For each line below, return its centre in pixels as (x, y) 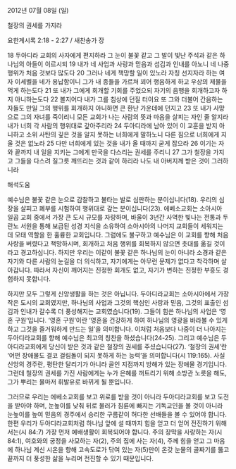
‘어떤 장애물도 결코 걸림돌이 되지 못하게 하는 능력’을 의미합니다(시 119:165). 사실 (116, 355)
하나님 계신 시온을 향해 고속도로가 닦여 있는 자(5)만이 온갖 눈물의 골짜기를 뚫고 (122, 450)
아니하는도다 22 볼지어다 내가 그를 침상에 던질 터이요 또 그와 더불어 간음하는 (119, 99)
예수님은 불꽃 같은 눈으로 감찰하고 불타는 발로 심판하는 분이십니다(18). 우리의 (112, 200)
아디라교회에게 (27, 346)
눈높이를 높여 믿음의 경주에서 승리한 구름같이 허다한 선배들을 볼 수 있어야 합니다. (117, 414)
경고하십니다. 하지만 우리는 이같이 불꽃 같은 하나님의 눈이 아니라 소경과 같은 (124, 252)
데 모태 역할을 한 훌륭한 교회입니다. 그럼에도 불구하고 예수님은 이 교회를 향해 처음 (118, 235)
